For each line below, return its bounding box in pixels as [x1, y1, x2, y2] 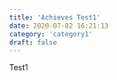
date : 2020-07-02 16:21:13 [9, 21, 109, 30]
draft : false [9, 37, 58, 47]
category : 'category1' [9, 29, 93, 38]
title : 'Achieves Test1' [9, 12, 101, 22]
